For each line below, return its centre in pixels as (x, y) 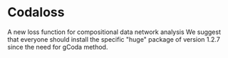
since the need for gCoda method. (58, 47)
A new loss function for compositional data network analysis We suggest (114, 32)
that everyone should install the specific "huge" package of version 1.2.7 (114, 39)
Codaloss (36, 12)
